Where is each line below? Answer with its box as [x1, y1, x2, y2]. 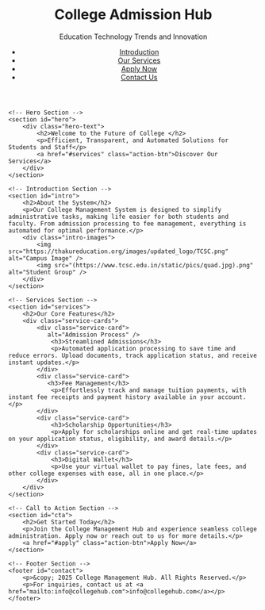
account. [217, 393, 247, 401]
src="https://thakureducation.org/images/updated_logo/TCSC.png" [8, 247, 229, 255]
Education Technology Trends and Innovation [59, 32, 208, 41]
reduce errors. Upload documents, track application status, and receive [8, 351, 258, 359]
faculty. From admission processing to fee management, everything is [8, 220, 247, 228]
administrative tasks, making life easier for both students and [8, 213, 229, 221]
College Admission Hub [54, 6, 213, 24]
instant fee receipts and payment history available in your [8, 393, 215, 401]
